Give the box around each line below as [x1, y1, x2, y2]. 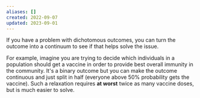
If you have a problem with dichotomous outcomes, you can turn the [6, 37, 176, 44]
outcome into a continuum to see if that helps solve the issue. [6, 43, 159, 50]
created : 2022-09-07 [6, 14, 58, 20]
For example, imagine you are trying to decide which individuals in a [6, 55, 175, 62]
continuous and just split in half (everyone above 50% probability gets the [6, 73, 190, 81]
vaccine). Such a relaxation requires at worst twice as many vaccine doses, [6, 80, 194, 87]
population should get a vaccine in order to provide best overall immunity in [6, 61, 194, 68]
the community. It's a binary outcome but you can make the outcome [6, 67, 178, 75]
